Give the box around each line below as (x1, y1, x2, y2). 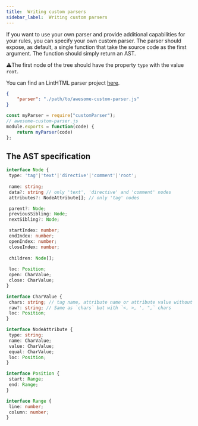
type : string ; (8, 332, 44, 338)
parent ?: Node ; (8, 205, 46, 212)
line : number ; (8, 403, 44, 409)
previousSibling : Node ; (8, 211, 68, 217)
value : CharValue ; (8, 343, 55, 349)
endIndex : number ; (8, 233, 55, 239)
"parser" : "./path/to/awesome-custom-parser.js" (17, 96, 140, 102)
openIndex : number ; (8, 238, 58, 245)
